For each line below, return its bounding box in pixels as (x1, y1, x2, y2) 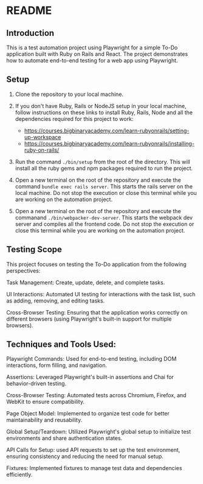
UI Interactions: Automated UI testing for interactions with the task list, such (6, 290, 196, 298)
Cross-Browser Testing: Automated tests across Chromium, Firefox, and (6, 392, 187, 399)
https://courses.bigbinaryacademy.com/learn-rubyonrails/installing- (24, 140, 194, 147)
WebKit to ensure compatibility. (6, 398, 85, 406)
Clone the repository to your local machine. (15, 90, 123, 98)
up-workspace (24, 133, 61, 140)
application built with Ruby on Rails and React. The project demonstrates (6, 50, 188, 58)
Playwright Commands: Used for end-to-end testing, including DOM (6, 355, 177, 363)
